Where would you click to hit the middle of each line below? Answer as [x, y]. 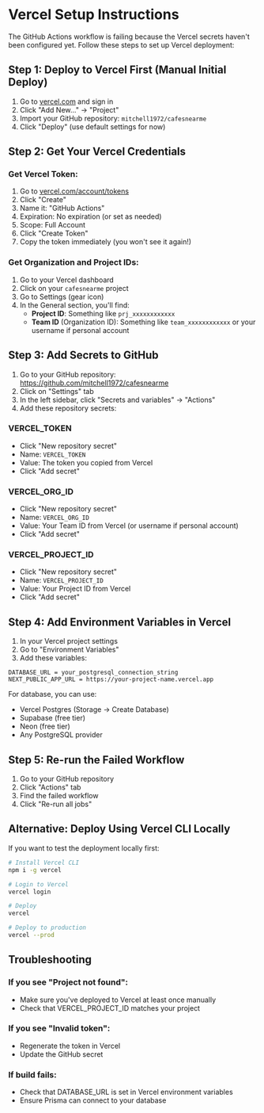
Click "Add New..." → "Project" [69, 109]
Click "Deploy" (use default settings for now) [92, 126]
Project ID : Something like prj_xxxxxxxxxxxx [103, 313]
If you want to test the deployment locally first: [84, 848]
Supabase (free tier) [52, 718]
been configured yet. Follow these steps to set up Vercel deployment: [121, 44]
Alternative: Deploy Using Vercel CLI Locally [119, 829]
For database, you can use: [53, 694]
